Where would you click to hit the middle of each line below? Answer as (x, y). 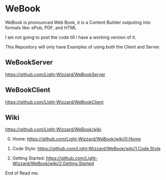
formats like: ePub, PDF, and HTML (41, 27)
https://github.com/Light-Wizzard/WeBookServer (55, 74)
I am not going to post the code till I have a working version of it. (71, 37)
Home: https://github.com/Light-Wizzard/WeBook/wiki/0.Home (77, 139)
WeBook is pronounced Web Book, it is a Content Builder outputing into (78, 22)
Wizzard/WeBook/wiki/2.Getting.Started (53, 164)
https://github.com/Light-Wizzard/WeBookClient (55, 102)
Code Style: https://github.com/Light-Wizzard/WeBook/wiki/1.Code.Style (86, 149)
